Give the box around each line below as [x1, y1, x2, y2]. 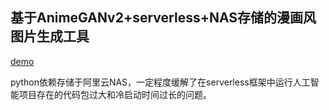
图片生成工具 [10, 28, 90, 45]
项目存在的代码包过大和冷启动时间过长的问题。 [18, 88, 212, 100]
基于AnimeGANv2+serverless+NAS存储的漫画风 [10, 9, 317, 27]
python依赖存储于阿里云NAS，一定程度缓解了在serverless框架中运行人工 [10, 76, 311, 88]
